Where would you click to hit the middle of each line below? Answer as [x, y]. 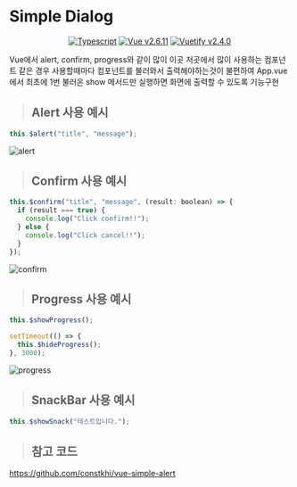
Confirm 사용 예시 [79, 182]
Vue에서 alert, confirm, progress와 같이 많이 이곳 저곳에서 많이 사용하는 [136, 59]
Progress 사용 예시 [81, 299]
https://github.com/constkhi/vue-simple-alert [92, 474]
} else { [33, 227]
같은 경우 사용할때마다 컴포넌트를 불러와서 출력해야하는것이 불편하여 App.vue [153, 70]
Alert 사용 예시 [70, 113]
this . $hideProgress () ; [59, 345]
